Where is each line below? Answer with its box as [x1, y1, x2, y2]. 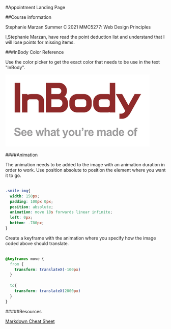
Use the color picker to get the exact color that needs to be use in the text [5, 59, 160, 65]
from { [10, 261, 24, 266]
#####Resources [5, 308, 42, 314]
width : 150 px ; [10, 193, 40, 199]
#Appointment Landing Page [5, 5, 65, 10]
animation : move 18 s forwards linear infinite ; [10, 210, 113, 215]
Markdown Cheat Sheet [5, 318, 55, 324]
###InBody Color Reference [5, 49, 64, 55]
